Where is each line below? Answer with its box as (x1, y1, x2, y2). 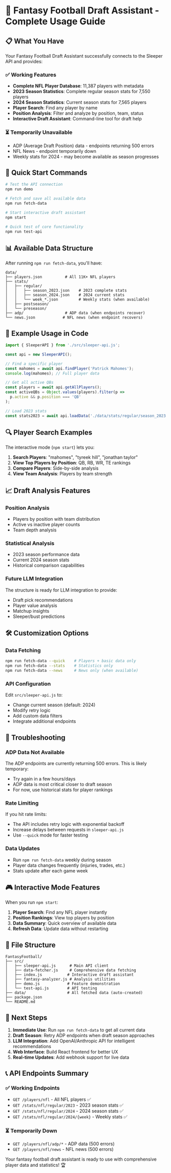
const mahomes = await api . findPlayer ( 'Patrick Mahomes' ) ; (5, 366, 134, 371)
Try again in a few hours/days (12, 775, 76, 781)
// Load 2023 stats (5, 408, 47, 414)
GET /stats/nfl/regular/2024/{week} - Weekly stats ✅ (12, 1113, 128, 1119)
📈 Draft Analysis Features (5, 486, 91, 495)
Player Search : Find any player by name (12, 105, 98, 111)
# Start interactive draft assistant (5, 210, 86, 215)
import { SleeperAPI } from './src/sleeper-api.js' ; (5, 343, 120, 348)
